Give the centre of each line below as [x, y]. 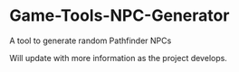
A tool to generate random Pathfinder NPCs [91, 40]
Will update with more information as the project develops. [119, 58]
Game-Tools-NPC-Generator [119, 16]
